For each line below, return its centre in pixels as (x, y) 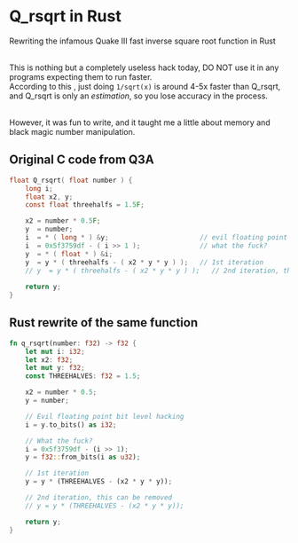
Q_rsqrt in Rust (65, 16)
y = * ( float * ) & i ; (69, 254)
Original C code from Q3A (82, 160)
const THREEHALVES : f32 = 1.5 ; (83, 376)
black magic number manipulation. (72, 131)
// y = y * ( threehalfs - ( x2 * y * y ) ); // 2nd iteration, (152, 271)
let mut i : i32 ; (55, 351)
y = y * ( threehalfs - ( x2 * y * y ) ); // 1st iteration (145, 262)
